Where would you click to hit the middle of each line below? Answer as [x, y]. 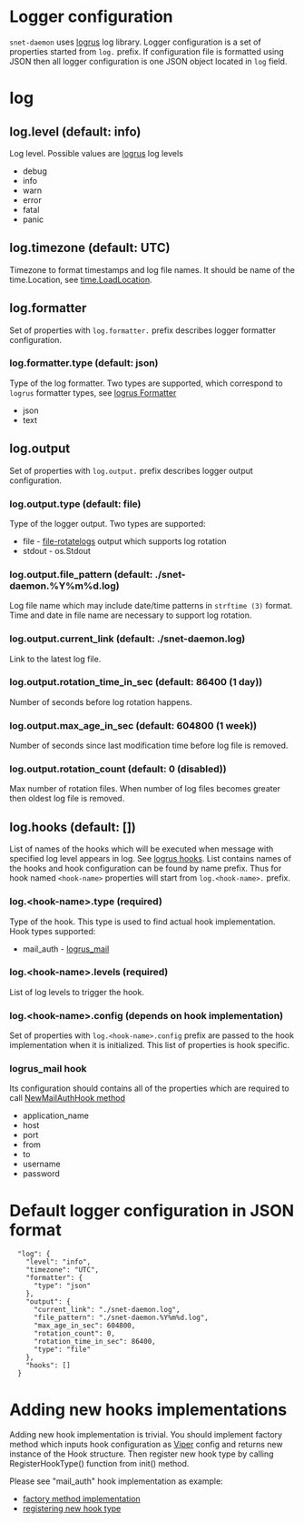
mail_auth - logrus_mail [66, 949]
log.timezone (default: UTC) [90, 248]
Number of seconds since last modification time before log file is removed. [149, 746]
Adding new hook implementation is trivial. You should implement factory [146, 1435]
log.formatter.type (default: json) [84, 363]
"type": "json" [62, 1286]
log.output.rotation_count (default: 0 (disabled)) [118, 769]
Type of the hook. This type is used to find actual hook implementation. [142, 922]
